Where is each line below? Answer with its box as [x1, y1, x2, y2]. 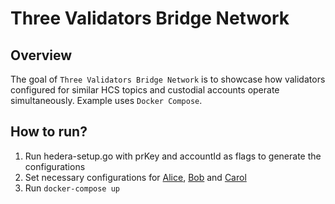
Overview [10, 47, 73, 64]
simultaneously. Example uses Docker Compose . [10, 95, 203, 106]
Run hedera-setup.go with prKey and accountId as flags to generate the [24, 150, 322, 162]
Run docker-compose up [24, 182, 120, 194]
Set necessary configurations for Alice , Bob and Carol [24, 171, 247, 183]
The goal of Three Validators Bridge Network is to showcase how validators [10, 73, 326, 85]
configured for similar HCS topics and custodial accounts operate [10, 84, 280, 96]
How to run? [10, 123, 88, 141]
